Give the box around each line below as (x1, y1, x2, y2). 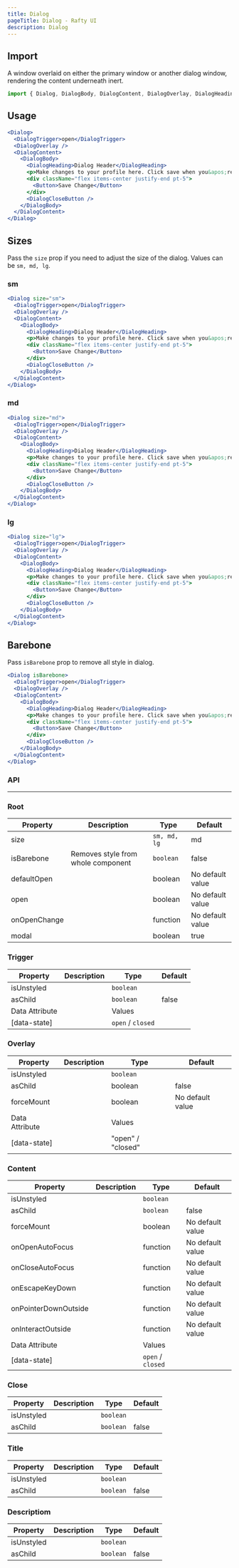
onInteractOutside (11, 1324, 71, 1334)
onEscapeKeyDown (11, 1283, 77, 1293)
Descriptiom (7, 1507, 51, 1517)
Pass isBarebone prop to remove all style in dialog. (7, 658, 154, 667)
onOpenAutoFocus (11, 1242, 74, 1252)
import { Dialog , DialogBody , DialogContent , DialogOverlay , (7, 90, 193, 98)
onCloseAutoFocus (11, 1262, 75, 1272)
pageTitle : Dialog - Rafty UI (7, 17, 97, 24)
